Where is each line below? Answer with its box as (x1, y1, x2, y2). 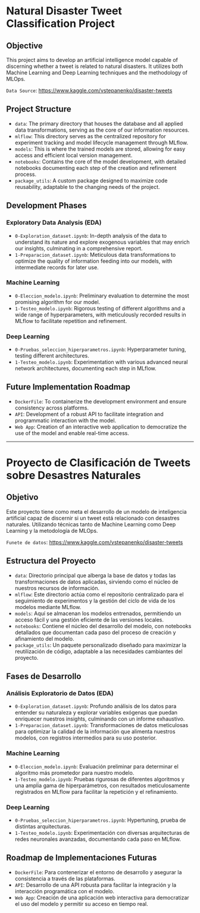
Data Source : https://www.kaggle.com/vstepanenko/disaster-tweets (6, 87, 173, 94)
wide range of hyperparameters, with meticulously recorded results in (14, 311, 186, 318)
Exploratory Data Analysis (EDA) (6, 219, 102, 227)
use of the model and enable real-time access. (14, 429, 129, 436)
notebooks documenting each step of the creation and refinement (14, 164, 177, 171)
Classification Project (6, 17, 115, 30)
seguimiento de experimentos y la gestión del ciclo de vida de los (14, 597, 176, 604)
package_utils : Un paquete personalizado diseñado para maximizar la (14, 641, 186, 648)
